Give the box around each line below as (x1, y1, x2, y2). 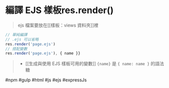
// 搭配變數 (5, 46, 28, 51)
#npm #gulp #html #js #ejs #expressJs (5, 77, 87, 83)
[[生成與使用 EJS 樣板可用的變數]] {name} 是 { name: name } (25, 61, 150, 67)
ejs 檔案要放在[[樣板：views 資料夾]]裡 (17, 22, 99, 28)
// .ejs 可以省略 (5, 37, 39, 42)
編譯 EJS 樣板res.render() (5, 5, 114, 16)
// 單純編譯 (5, 32, 28, 37)
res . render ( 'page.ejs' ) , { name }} (5, 51, 81, 56)
